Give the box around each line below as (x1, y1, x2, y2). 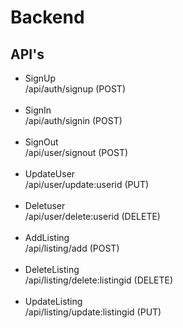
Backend (10, 6, 85, 29)
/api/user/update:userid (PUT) (24, 179, 150, 190)
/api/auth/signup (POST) (24, 83, 126, 95)
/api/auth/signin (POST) (24, 115, 123, 126)
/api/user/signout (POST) (24, 147, 129, 158)
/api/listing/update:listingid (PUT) (24, 306, 162, 318)
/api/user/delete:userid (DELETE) (24, 211, 161, 222)
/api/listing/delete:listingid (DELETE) (24, 274, 174, 286)
